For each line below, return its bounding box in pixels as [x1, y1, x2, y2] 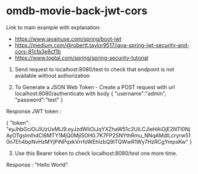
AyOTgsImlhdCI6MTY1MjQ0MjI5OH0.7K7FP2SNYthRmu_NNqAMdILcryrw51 [6, 132, 191, 139]
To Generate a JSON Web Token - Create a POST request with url [14, 83, 175, 90]
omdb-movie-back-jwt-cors [6, 4, 148, 18]
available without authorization [14, 72, 90, 79]
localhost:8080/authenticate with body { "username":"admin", [14, 90, 167, 97]
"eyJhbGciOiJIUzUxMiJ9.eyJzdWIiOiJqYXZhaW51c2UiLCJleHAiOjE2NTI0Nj [6, 125, 191, 132]
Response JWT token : [6, 107, 62, 115]
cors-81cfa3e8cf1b [14, 48, 61, 55]
